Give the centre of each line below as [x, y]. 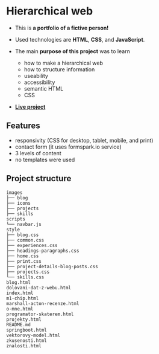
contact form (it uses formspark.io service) [68, 147]
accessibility [39, 82]
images [14, 192]
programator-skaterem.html [40, 314]
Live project [30, 106]
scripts [16, 219]
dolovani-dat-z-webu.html [39, 288]
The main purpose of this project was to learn [73, 51]
